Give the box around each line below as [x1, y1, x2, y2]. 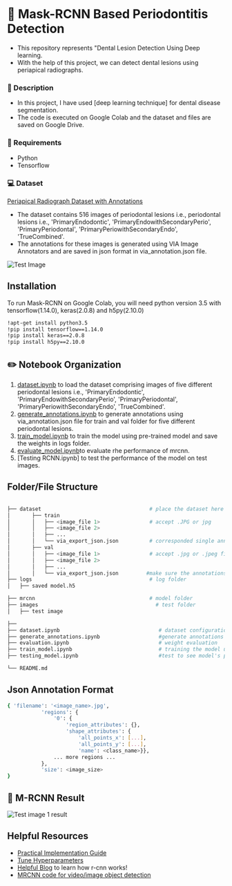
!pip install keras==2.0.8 [7, 332, 85, 339]
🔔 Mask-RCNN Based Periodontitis [7, 6, 209, 22]
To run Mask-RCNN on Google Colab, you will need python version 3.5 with [7, 298, 222, 307]
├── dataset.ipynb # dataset [7, 626, 187, 634]
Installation [7, 280, 57, 292]
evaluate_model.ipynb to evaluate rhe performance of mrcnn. [17, 446, 190, 454]
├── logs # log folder [7, 576, 187, 583]
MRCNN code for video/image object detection [17, 870, 151, 879]
